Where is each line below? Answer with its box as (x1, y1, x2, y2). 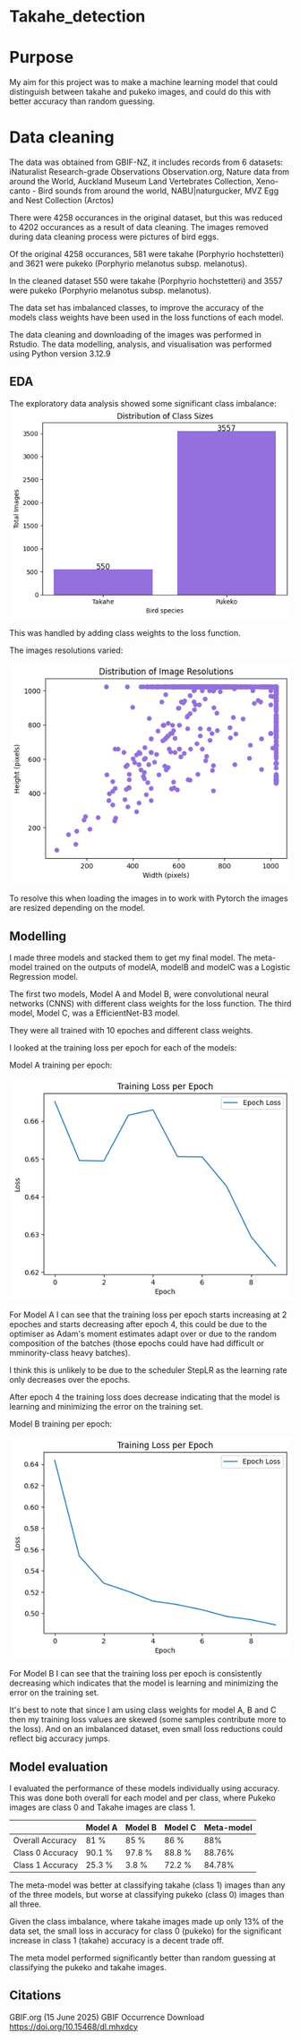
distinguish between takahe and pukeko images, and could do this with (9, 87, 271, 98)
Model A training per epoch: (9, 1059, 113, 1071)
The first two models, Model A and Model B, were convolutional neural (9, 989, 269, 999)
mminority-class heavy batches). (9, 1348, 131, 1359)
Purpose (9, 47, 74, 68)
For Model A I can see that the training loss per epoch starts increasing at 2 (9, 1309, 287, 1320)
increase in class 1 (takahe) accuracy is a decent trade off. (9, 1934, 224, 1945)
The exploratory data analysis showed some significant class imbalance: (9, 398, 277, 408)
